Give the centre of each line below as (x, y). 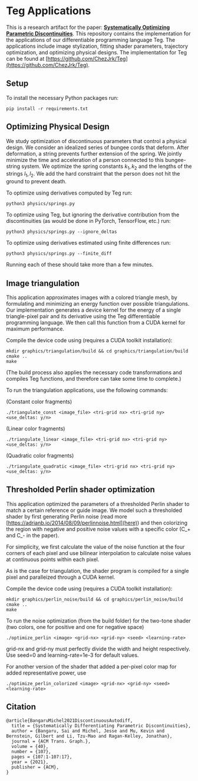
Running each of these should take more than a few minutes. (80, 265)
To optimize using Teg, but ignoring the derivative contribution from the (93, 215)
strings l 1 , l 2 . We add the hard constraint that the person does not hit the (93, 174)
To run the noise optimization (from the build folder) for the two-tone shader (98, 620)
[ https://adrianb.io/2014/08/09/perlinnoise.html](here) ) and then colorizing (97, 523)
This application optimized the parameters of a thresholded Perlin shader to (98, 504)
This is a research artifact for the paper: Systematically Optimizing (88, 27)
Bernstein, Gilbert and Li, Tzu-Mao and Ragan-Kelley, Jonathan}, (89, 736)
